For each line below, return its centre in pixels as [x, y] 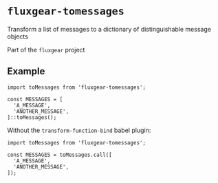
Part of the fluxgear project [46, 50]
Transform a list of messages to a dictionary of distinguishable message [109, 29]
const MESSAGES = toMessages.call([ [59, 155]
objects [18, 36]
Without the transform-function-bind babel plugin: [79, 130]
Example [26, 71]
